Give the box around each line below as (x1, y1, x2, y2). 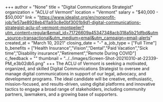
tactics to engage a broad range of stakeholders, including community (5, 87, 146, 92)
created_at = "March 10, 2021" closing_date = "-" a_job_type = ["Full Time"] (5, 40, 157, 45)
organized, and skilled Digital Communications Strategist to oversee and (5, 66, 150, 72)
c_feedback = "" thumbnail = (5, 56, 63, 61)
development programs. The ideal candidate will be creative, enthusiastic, (5, 76, 153, 82)
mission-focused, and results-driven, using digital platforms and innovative (5, 81, 156, 87)
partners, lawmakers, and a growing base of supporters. (5, 91, 118, 97)
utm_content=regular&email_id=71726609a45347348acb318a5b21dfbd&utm (5, 30, 158, 35)
